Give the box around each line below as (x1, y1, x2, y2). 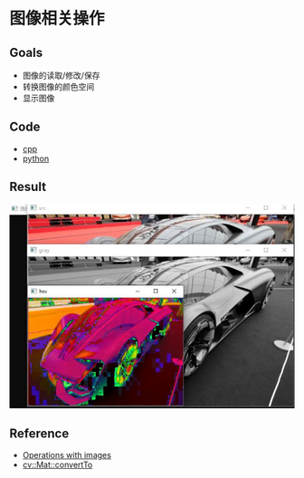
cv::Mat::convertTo (22, 459, 93, 471)
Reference (9, 425, 70, 441)
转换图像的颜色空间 (22, 81, 95, 91)
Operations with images (22, 450, 111, 461)
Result (9, 179, 47, 195)
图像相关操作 (9, 8, 106, 29)
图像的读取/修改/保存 (22, 70, 100, 81)
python (22, 153, 50, 164)
